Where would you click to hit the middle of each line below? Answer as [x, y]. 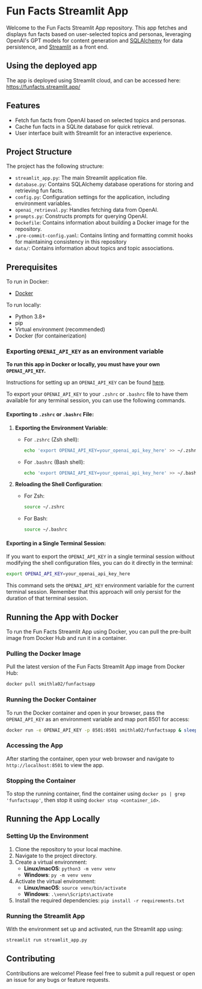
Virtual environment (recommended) [60, 330]
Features [23, 106]
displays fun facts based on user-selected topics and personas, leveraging [99, 34]
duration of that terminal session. [47, 598]
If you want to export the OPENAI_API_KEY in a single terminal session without [100, 556]
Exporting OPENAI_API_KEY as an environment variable [85, 351]
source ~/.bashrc [46, 530]
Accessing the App [35, 745]
